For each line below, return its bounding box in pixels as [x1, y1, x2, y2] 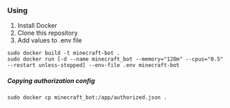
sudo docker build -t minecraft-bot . [7, 49, 120, 57]
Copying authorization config [7, 76, 96, 85]
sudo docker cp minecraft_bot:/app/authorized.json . [7, 94, 168, 101]
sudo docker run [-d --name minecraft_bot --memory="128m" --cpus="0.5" [7, 56, 224, 63]
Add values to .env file [17, 36, 82, 45]
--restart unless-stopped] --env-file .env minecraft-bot [7, 62, 180, 69]
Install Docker [17, 22, 57, 30]
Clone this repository [17, 29, 78, 37]
